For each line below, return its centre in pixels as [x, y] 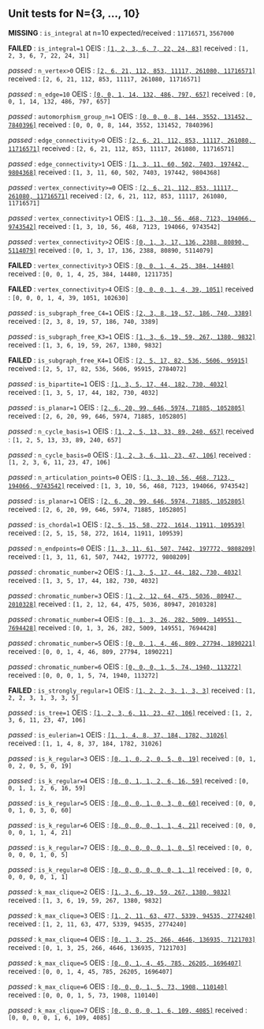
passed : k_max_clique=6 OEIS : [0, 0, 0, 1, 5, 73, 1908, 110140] [118, 986]
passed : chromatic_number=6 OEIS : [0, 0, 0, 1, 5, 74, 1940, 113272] [125, 667]
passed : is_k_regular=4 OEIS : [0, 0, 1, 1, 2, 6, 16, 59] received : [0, [129, 780]
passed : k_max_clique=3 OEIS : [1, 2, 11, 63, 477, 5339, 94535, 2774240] [132, 915]
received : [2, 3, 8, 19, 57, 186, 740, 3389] [84, 321]
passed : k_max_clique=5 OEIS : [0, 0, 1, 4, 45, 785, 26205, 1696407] [125, 963]
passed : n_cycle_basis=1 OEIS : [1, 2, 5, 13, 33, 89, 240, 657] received [131, 431]
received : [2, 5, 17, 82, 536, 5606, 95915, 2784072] [98, 368]
